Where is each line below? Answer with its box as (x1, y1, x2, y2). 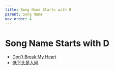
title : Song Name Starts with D (5, 7, 71, 12)
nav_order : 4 (5, 16, 32, 21)
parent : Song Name (5, 12, 43, 17)
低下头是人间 (12, 60, 38, 66)
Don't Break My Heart (12, 54, 57, 60)
